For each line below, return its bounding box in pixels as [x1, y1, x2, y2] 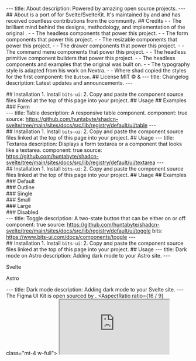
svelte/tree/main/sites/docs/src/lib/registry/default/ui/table [6, 122, 148, 129]
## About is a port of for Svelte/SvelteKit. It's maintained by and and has [6, 11, 181, 18]
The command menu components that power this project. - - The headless [6, 48, 186, 55]
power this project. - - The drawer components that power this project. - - [6, 42, 184, 49]
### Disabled [6, 209, 39, 216]
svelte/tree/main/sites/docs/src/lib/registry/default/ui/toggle [6, 227, 151, 234]
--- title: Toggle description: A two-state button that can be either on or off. [6, 215, 187, 221]
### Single [6, 190, 33, 197]
